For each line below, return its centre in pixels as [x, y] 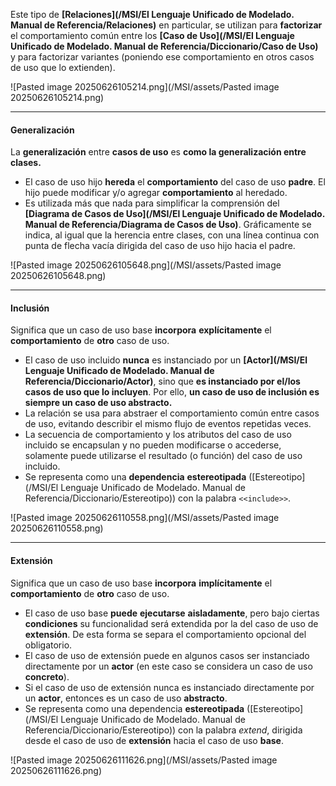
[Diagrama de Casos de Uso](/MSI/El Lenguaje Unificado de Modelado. [174, 214]
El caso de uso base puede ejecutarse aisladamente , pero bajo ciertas [172, 613]
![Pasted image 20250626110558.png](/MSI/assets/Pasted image [145, 518]
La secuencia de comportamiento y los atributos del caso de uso [158, 435]
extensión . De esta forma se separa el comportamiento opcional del [165, 634]
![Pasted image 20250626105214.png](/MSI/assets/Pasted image [145, 87]
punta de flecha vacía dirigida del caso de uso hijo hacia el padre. [160, 246]
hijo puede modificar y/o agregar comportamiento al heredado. [156, 193]
